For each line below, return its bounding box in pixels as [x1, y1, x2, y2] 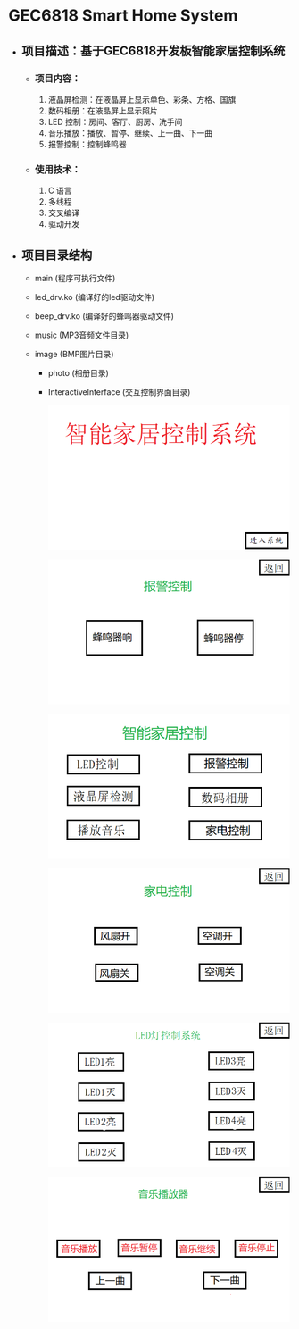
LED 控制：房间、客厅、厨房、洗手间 [47, 116, 183, 127]
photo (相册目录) [47, 367, 109, 378]
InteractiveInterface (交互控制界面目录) [47, 386, 191, 397]
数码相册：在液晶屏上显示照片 [47, 104, 158, 116]
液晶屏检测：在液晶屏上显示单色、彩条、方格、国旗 [47, 94, 237, 104]
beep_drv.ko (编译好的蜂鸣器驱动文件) [34, 310, 175, 322]
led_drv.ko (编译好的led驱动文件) [34, 291, 155, 302]
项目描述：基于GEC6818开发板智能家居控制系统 [21, 43, 286, 58]
